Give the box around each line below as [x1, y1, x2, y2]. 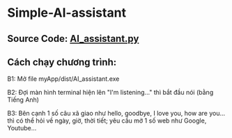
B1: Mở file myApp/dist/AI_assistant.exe [7, 75, 120, 83]
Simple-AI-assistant [7, 5, 127, 21]
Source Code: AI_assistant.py [7, 33, 139, 45]
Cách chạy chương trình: [7, 56, 117, 68]
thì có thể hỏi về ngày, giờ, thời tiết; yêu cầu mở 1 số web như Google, [7, 116, 207, 125]
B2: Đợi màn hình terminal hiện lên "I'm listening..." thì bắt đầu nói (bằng [7, 89, 214, 97]
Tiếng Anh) [7, 95, 40, 104]
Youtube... [7, 124, 37, 132]
